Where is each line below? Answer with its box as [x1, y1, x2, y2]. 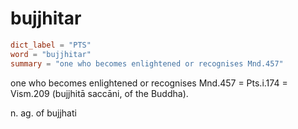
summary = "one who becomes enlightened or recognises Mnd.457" [10, 58, 284, 69]
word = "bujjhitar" [10, 49, 92, 59]
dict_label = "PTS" [10, 40, 92, 50]
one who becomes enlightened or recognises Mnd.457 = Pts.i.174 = [10, 77, 288, 89]
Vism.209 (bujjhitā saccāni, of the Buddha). [10, 87, 189, 99]
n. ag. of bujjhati [10, 107, 77, 119]
